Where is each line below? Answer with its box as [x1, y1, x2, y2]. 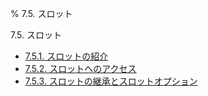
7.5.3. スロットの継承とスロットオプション [24, 75, 198, 87]
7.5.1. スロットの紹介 [24, 50, 109, 62]
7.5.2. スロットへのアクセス [24, 63, 137, 74]
